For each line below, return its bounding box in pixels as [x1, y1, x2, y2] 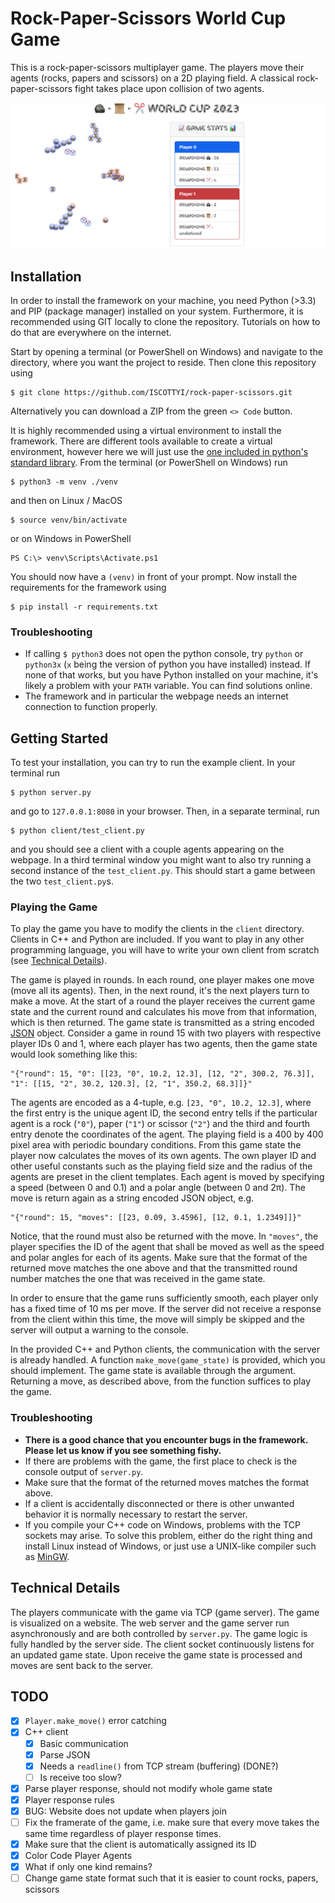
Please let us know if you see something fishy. [24, 1444, 222, 1456]
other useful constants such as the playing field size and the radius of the [10, 1160, 313, 1172]
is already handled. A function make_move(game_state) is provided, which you [10, 1354, 326, 1366]
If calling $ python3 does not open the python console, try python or [24, 648, 304, 660]
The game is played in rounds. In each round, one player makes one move [10, 974, 315, 986]
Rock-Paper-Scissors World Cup [10, 7, 287, 30]
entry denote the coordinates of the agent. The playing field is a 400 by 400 [10, 1128, 324, 1141]
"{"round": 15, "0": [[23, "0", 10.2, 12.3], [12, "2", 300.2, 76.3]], [10, 1069, 315, 1079]
